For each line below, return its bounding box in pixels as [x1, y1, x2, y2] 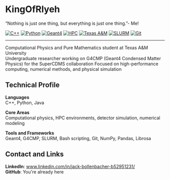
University [5, 50, 27, 56]
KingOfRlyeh [5, 4, 60, 15]
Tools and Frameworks [5, 130, 55, 136]
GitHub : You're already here [5, 168, 64, 175]
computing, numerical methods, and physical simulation [5, 66, 122, 72]
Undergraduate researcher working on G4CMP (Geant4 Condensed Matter [5, 55, 161, 61]
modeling [5, 120, 25, 126]
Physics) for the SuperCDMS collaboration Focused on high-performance [5, 61, 158, 67]
